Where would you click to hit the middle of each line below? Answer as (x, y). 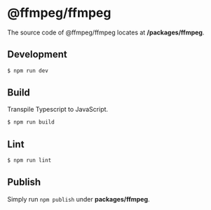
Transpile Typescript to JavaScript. (58, 110)
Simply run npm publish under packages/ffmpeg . (79, 199)
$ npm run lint (29, 160)
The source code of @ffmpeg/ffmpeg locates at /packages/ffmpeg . (106, 32)
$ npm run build (31, 122)
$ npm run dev (28, 71)
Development (38, 54)
